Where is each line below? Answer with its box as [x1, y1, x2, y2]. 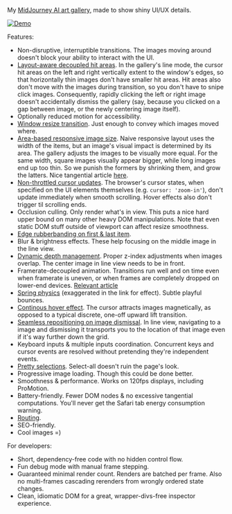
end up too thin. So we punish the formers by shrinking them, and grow [17, 164, 221, 172]
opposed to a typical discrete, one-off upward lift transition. [17, 311, 188, 319]
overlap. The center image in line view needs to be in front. [17, 259, 186, 267]
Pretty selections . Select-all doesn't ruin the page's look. [17, 362, 179, 370]
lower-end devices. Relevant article [17, 282, 118, 289]
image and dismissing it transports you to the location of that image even [17, 325, 226, 333]
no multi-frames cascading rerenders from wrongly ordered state [17, 477, 204, 485]
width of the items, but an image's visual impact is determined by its [17, 142, 212, 149]
